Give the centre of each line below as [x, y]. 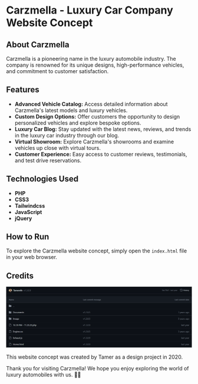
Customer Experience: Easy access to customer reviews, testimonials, [101, 154]
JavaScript [28, 212]
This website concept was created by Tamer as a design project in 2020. [95, 357]
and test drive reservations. [48, 160]
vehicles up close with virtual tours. [58, 147]
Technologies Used [42, 179]
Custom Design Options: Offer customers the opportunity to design [97, 116]
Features [23, 90]
